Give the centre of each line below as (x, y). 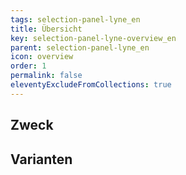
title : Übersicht (46, 29)
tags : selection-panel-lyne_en (75, 19)
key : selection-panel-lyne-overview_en (93, 38)
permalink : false (46, 76)
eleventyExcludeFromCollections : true (91, 85)
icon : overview (42, 57)
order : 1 (28, 66)
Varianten (41, 159)
